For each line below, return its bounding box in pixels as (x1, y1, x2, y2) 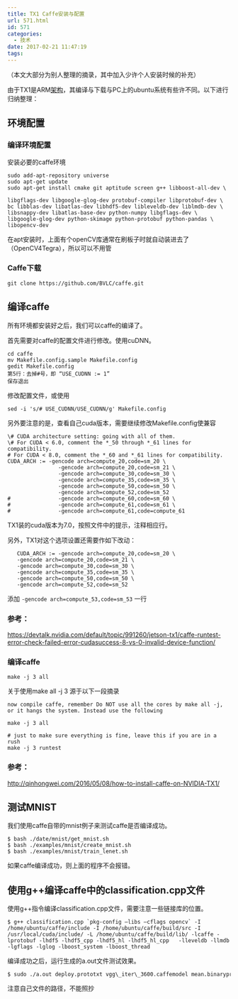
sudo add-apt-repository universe (7, 172, 110, 179)
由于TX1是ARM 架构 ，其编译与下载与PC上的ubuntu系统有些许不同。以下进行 (7, 85, 229, 94)
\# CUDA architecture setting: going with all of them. (7, 432, 176, 440)
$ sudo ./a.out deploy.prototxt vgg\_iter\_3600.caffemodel (7, 971, 189, 978)
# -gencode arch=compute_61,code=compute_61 (7, 507, 186, 515)
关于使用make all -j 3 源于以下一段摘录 (7, 687, 120, 696)
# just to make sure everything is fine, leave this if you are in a (7, 732, 217, 739)
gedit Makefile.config (7, 363, 74, 370)
